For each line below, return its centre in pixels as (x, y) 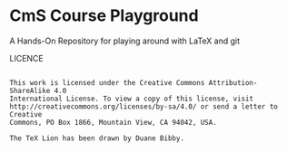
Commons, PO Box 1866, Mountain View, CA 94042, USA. (114, 122)
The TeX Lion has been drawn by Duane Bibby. (97, 138)
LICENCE (26, 58)
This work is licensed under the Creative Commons (107, 82)
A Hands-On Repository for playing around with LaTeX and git (125, 41)
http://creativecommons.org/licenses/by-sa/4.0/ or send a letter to (144, 106)
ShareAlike (30, 90)
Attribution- (233, 82)
